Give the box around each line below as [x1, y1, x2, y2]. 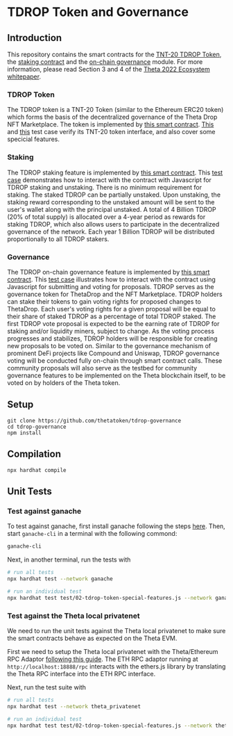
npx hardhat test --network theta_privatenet [7, 703, 141, 710]
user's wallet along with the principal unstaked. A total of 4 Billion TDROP [7, 205, 216, 213]
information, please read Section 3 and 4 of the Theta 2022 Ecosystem [7, 65, 210, 73]
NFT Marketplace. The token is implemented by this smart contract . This [7, 120, 214, 129]
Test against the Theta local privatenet [7, 611, 140, 621]
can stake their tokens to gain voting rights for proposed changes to [7, 297, 201, 306]
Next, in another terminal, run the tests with [7, 555, 131, 564]
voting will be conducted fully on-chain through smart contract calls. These [7, 356, 223, 365]
